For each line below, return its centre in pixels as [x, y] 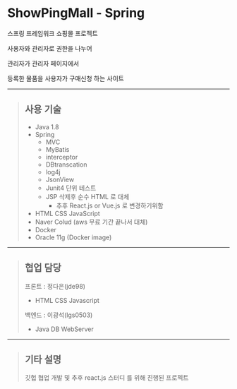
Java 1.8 [47, 127]
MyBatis [57, 149]
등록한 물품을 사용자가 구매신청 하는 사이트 [66, 78]
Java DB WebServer [64, 329]
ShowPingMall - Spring [76, 13]
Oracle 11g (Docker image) [73, 237]
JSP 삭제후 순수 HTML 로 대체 [87, 196]
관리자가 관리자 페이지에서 [43, 63]
